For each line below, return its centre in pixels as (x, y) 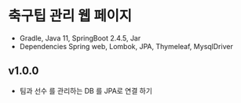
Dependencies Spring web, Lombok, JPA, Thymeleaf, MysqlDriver (126, 46)
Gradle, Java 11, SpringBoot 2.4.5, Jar (80, 38)
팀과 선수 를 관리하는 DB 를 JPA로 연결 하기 (86, 91)
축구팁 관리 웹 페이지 (70, 16)
